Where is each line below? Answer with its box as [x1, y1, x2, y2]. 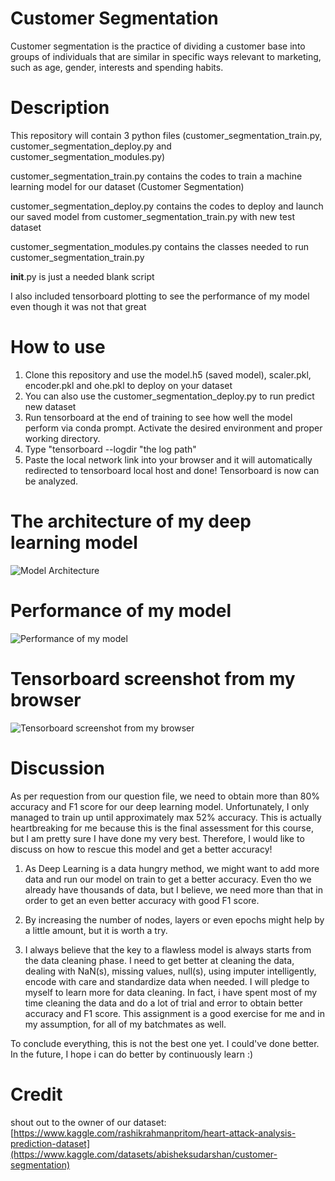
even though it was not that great [10, 300, 147, 312]
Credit [10, 1083, 63, 1106]
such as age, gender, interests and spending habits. [10, 61, 224, 73]
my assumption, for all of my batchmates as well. [24, 1018, 227, 1030]
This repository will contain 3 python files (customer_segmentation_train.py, [10, 129, 323, 141]
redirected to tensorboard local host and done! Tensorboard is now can [24, 464, 320, 476]
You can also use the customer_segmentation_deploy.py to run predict [24, 390, 315, 402]
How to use [10, 336, 106, 359]
